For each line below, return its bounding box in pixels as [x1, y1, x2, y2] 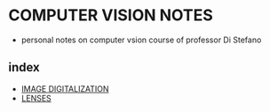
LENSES [20, 93, 52, 103]
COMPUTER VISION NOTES [8, 5, 214, 26]
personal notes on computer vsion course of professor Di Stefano [20, 34, 262, 45]
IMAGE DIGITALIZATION [20, 83, 109, 93]
